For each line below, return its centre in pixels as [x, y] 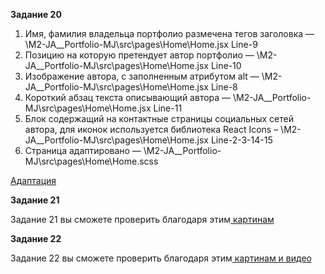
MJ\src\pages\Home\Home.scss [91, 161]
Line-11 [168, 108]
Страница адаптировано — [83, 150]
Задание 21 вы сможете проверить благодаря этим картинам [142, 219]
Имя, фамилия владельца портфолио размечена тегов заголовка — [169, 33]
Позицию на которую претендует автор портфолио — [139, 55]
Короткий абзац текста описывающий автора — [128, 97]
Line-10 [226, 65]
